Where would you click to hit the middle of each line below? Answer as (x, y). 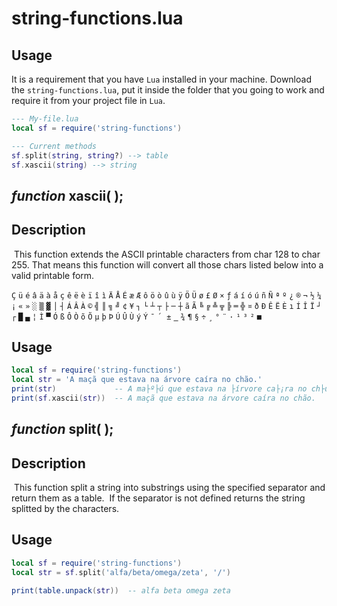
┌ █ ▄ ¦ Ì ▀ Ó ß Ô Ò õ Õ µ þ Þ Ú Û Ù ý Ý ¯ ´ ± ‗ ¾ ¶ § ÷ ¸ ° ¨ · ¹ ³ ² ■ (136, 317)
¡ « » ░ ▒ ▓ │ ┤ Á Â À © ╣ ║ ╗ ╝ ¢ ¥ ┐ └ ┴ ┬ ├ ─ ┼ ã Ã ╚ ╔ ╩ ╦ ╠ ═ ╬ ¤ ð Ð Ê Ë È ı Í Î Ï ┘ (166, 306)
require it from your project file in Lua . (88, 100)
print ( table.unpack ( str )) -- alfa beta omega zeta (121, 590)
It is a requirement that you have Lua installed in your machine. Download (161, 79)
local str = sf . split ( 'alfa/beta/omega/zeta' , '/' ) (121, 572)
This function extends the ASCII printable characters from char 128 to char (167, 254)
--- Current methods (54, 146)
